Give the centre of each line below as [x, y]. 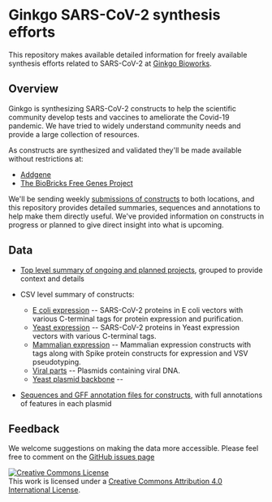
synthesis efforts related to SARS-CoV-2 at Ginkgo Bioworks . [110, 63]
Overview [34, 89]
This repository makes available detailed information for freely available [128, 54]
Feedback [34, 428]
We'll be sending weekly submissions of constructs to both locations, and [132, 199]
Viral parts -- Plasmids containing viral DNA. [106, 370]
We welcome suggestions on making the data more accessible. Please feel [134, 448]
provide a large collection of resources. [74, 134]
